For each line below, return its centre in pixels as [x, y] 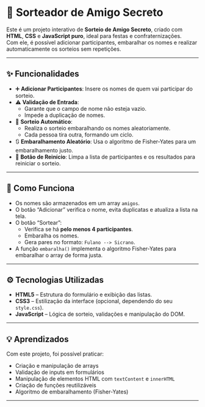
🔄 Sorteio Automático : [44, 121]
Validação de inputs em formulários [60, 372]
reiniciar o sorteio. [38, 163]
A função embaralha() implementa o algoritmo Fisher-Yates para [96, 248]
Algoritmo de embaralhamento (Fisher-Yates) [72, 392]
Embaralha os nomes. [52, 236]
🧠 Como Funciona [41, 188]
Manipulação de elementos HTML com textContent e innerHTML [95, 379]
